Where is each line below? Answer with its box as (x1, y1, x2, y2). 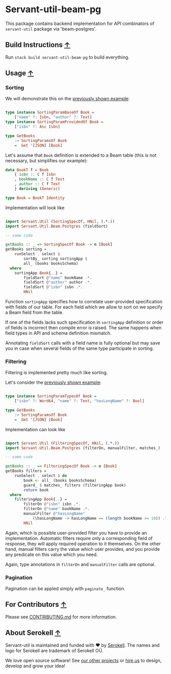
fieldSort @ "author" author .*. (23, 280, 93, 285)
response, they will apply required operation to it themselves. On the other (5, 541, 161, 547)
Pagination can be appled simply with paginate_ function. (5, 585, 126, 592)
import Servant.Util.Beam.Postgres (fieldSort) (5, 223, 108, 229)
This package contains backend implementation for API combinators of (5, 20, 154, 26)
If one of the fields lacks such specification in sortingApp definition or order (5, 319, 164, 325)
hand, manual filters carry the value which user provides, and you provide (5, 546, 160, 552)
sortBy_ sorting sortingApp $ (23, 256, 88, 262)
